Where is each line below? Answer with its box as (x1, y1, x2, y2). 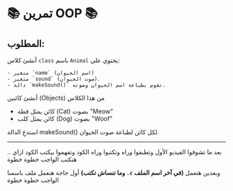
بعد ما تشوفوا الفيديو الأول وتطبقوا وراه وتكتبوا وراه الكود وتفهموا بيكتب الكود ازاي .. (7, 148, 222, 156)
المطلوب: (7, 37, 45, 49)
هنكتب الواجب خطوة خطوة (7, 155, 78, 163)
